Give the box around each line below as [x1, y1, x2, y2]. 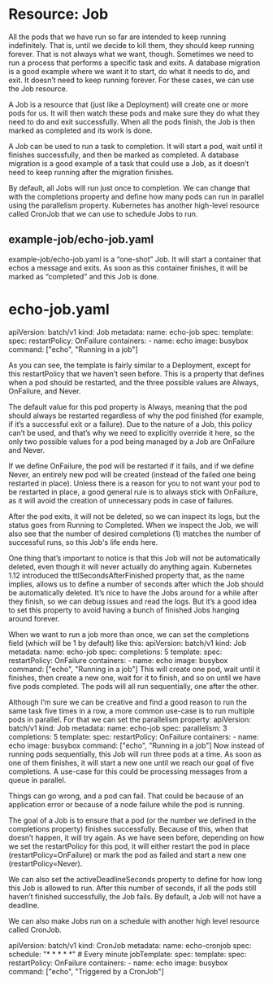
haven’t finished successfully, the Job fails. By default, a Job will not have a [8, 891, 262, 901]
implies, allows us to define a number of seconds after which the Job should [8, 579, 264, 589]
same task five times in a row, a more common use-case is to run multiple [8, 705, 255, 715]
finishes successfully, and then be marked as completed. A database [8, 150, 240, 160]
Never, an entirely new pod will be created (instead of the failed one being [8, 469, 256, 479]
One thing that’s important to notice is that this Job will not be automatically [8, 553, 261, 563]
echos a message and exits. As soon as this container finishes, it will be [8, 262, 249, 273]
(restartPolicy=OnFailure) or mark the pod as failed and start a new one [8, 850, 247, 859]
